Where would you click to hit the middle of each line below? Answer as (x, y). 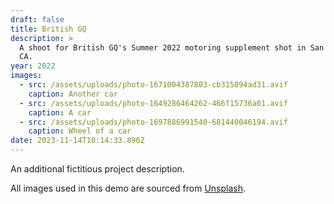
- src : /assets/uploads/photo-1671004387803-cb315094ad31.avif (153, 85)
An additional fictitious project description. (97, 169)
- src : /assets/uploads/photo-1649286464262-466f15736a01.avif (153, 103)
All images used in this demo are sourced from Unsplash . (128, 188)
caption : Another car (73, 94)
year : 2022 (33, 66)
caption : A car (60, 112)
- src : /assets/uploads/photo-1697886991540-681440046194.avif (153, 122)
